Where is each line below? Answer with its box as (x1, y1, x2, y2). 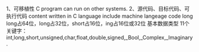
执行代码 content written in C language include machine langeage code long (6, 12, 194, 19)
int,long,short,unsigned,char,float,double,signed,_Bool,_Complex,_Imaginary (6, 34, 193, 41)
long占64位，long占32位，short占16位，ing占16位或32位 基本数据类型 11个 (6, 20, 189, 27)
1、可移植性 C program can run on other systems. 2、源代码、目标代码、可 (6, 5, 190, 12)
